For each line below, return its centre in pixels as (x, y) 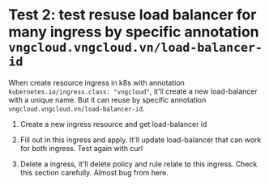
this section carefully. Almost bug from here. (94, 172)
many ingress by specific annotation (134, 32)
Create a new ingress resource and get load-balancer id (113, 124)
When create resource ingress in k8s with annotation (96, 82)
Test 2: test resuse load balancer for (132, 15)
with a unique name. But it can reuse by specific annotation (107, 99)
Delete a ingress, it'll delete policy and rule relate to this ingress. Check (139, 164)
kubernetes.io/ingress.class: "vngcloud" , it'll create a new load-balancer (133, 91)
